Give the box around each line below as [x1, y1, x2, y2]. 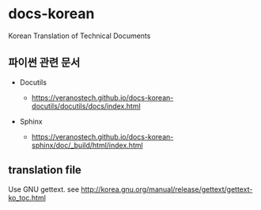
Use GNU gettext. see [8, 184, 80, 194]
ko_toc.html [8, 193, 46, 202]
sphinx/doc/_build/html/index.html [31, 140, 144, 150]
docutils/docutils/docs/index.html [31, 101, 141, 111]
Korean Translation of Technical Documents [8, 31, 151, 40]
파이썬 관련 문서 [8, 56, 81, 70]
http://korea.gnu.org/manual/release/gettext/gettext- [81, 184, 253, 194]
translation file [8, 163, 81, 177]
